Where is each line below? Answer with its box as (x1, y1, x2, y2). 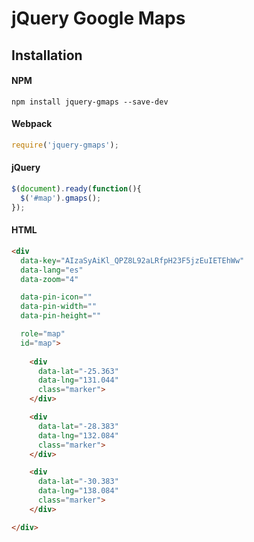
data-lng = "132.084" (37, 430, 119, 441)
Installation (11, 47, 83, 64)
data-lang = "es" (20, 265, 84, 275)
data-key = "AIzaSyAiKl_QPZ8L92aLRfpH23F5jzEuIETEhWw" (20, 255, 245, 266)
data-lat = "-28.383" (37, 421, 119, 431)
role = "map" (20, 329, 66, 339)
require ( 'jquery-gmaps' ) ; (11, 140, 119, 150)
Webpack (11, 118, 53, 130)
